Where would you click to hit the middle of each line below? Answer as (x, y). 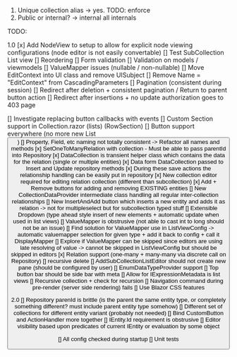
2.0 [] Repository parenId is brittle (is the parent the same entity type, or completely (119, 300)
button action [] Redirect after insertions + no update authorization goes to (116, 97)
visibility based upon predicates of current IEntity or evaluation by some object (119, 326)
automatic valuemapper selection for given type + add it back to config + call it (119, 235)
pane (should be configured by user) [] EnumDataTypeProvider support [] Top (119, 267)
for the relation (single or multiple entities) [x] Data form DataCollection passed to (119, 162)
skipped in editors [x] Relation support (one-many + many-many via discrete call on (119, 254)
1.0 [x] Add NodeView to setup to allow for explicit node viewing (100, 45)
